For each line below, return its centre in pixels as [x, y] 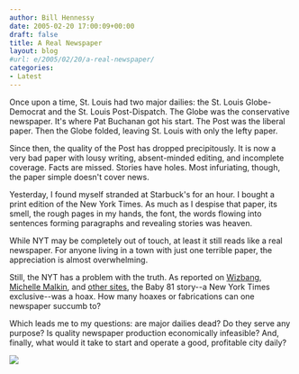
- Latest [26, 77]
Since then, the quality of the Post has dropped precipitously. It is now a [143, 148]
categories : [32, 68]
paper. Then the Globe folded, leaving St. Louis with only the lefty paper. [144, 131]
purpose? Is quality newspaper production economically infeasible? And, [144, 333]
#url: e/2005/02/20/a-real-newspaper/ [82, 59]
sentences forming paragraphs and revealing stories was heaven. [131, 223]
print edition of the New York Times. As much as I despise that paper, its [143, 204]
